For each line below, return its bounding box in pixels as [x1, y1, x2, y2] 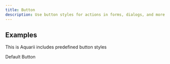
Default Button [5, 54, 36, 60]
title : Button [5, 7, 36, 13]
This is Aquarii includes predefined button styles [5, 44, 107, 50]
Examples [5, 31, 37, 39]
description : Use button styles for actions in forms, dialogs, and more [5, 12, 165, 17]
